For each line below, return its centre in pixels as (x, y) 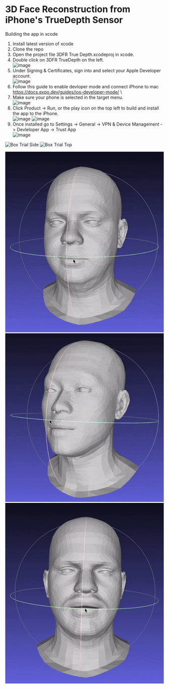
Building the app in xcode (31, 34)
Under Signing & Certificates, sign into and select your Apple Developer (87, 70)
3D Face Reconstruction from (68, 9)
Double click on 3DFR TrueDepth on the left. (58, 60)
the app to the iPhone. (35, 113)
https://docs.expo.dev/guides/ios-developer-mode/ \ (67, 92)
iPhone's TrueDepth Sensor (64, 20)
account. (22, 76)
